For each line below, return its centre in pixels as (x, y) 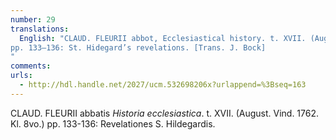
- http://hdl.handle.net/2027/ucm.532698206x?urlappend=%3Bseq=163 (163, 85)
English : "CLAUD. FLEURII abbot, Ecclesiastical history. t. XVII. (163, 38)
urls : (21, 76)
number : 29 (33, 19)
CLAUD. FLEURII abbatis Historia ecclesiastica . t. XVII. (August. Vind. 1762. (165, 113)
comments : (31, 66)
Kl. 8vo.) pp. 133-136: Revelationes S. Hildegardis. (113, 123)
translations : (40, 29)
